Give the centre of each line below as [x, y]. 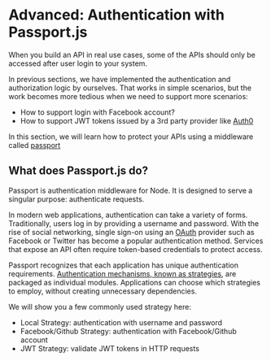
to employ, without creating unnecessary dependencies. [103, 291]
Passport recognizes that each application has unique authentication [123, 265]
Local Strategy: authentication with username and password [121, 322]
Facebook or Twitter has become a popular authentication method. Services [136, 241]
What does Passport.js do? [79, 171]
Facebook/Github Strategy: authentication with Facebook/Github [129, 331]
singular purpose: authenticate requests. [76, 199]
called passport [35, 145]
